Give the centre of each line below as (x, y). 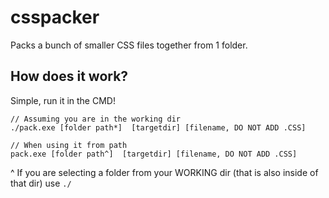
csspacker (55, 17)
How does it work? (69, 76)
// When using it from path (69, 145)
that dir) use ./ (41, 183)
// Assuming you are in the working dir (96, 119)
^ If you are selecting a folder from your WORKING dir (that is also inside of (164, 172)
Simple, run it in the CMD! (63, 100)
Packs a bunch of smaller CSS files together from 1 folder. (129, 45)
